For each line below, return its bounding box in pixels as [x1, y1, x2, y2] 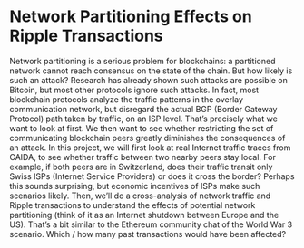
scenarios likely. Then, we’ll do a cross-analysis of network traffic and [9, 190, 271, 201]
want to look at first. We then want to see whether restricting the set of [9, 122, 274, 133]
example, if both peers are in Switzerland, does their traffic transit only [9, 161, 273, 172]
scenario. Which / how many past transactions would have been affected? [9, 228, 287, 239]
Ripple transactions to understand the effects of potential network [9, 199, 256, 210]
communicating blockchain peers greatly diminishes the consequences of [9, 132, 286, 143]
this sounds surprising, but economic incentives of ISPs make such [9, 180, 260, 191]
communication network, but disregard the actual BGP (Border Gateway [9, 103, 278, 114]
